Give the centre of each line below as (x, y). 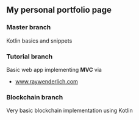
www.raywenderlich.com (46, 81)
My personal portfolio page (59, 10)
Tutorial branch (30, 56)
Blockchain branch (35, 97)
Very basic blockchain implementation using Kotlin (69, 111)
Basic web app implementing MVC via (54, 69)
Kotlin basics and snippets (39, 41)
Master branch (29, 27)
